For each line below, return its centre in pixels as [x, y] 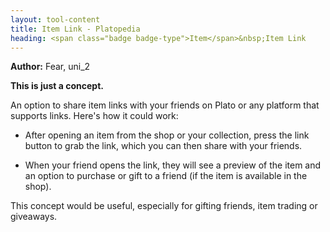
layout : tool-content [55, 19]
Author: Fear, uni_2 [50, 67]
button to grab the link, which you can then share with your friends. [163, 146]
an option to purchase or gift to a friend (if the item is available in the [166, 176]
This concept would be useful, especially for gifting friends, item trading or [164, 206]
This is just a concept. [57, 86]
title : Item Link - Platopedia [75, 29]
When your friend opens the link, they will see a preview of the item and [173, 165]
